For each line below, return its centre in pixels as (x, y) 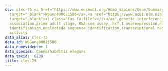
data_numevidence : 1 (27, 47)
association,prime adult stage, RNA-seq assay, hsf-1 (67, 24)
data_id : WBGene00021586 (31, 42)
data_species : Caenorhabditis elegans (45, 51)
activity (19, 33)
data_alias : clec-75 (27, 38)
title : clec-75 (21, 61)
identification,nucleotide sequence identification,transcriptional (82, 28)
